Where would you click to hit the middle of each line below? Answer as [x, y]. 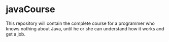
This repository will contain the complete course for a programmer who [80, 23]
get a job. [16, 34]
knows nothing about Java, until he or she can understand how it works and [85, 28]
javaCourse [30, 9]
